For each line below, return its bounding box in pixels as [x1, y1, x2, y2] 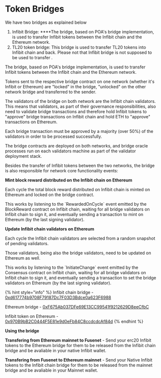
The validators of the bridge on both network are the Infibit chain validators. [5, 98, 156, 104]
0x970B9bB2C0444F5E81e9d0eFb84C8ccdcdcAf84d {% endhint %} [5, 318, 144, 324]
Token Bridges [5, 3, 64, 15]
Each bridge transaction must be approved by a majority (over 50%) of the [5, 128, 154, 134]
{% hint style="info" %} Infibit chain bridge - [5, 289, 94, 295]
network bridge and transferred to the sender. [5, 89, 97, 95]
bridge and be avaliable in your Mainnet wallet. [5, 367, 98, 373]
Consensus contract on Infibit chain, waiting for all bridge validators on [5, 269, 146, 275]
